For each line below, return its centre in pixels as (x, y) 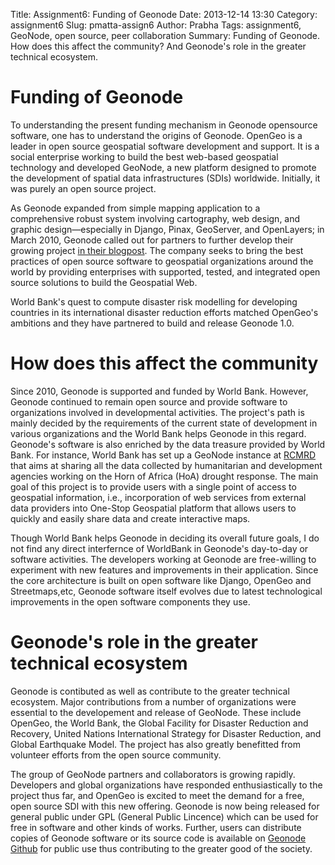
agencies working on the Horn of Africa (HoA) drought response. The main (164, 476)
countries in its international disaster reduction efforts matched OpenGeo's (164, 312)
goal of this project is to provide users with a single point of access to (153, 486)
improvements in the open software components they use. (130, 601)
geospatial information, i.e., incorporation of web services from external (158, 497)
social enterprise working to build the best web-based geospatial (144, 156)
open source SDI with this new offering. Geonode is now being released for (165, 806)
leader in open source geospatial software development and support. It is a (165, 146)
